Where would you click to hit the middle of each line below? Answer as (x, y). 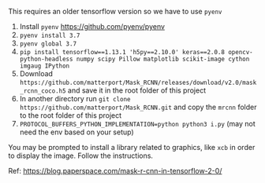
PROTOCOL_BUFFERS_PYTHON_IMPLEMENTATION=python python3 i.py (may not (138, 124)
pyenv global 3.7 (48, 44)
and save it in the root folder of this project (137, 90)
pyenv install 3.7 (50, 35)
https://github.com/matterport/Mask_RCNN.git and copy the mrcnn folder (138, 107)
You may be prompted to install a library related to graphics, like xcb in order (132, 147)
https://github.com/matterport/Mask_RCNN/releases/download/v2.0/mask (138, 82)
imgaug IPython (45, 66)
